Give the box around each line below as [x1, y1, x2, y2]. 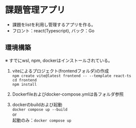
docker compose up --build [12, 107, 68, 112]
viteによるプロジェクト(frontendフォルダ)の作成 [12, 68, 109, 74]
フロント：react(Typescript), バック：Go [12, 27, 95, 33]
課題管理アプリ [5, 4, 66, 16]
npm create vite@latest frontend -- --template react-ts [12, 73, 132, 78]
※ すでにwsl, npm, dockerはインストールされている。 [5, 57, 113, 63]
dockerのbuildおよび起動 [12, 102, 62, 107]
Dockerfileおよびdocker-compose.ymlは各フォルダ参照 [12, 91, 124, 97]
